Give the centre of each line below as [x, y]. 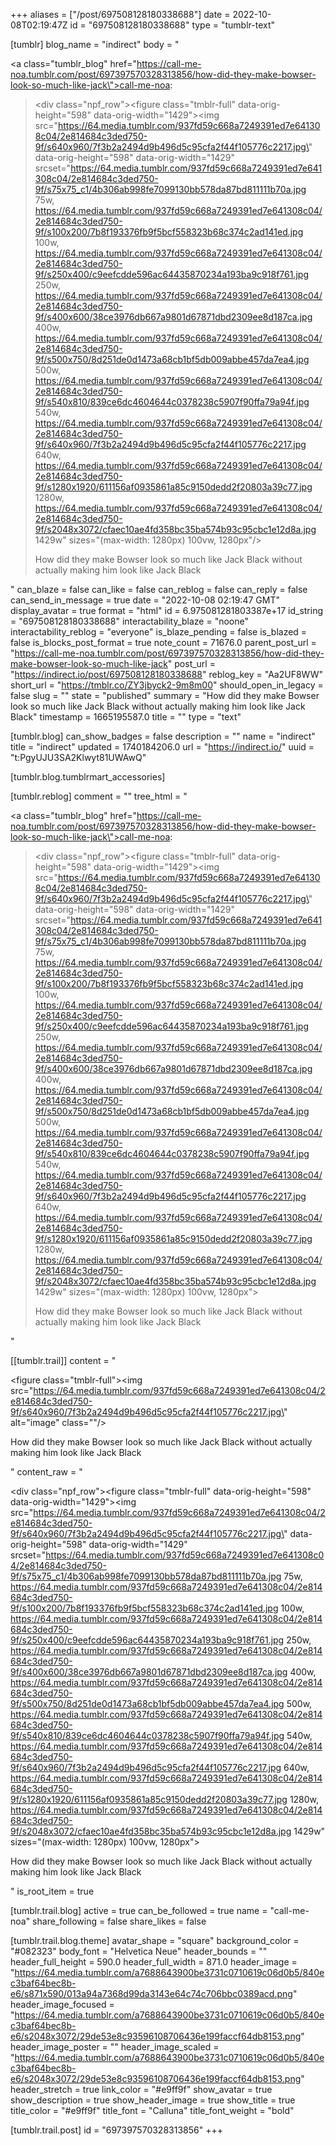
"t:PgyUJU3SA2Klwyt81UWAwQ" [78, 757]
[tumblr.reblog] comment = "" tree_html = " [99, 796]
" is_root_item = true [52, 1891]
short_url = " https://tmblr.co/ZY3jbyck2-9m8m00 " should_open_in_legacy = [167, 685]
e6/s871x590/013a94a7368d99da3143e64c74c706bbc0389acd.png [151, 1993]
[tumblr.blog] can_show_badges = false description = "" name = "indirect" [163, 736]
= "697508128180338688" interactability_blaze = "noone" [130, 621]
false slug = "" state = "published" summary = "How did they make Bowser [165, 695]
